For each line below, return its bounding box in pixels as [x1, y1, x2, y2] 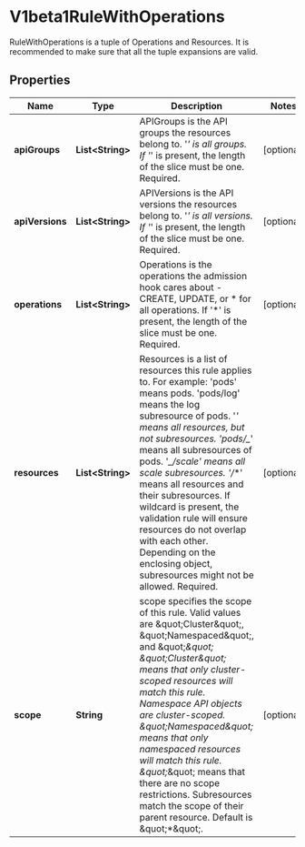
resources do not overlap [139, 523, 247, 536]
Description [171, 99, 223, 112]
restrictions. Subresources [139, 788, 252, 801]
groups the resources [139, 126, 231, 138]
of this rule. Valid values [139, 606, 241, 619]
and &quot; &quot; [139, 640, 214, 652]
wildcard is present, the [139, 500, 240, 513]
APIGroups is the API [139, 115, 229, 127]
